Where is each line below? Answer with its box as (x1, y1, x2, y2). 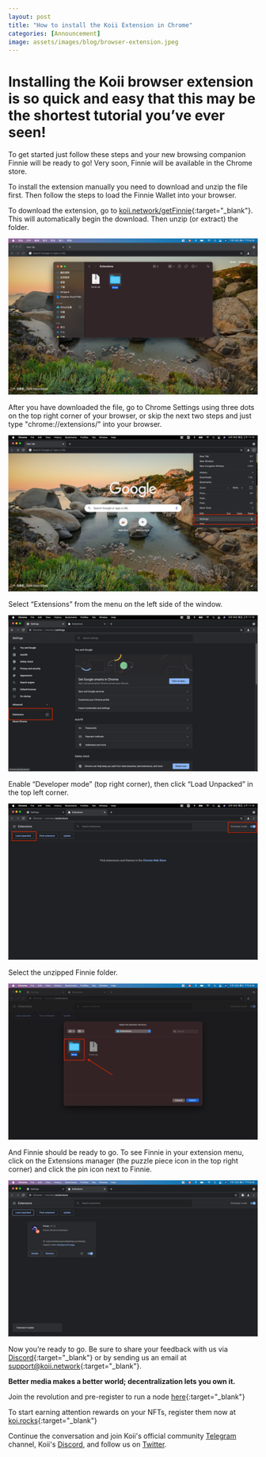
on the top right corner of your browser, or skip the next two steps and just (8, 411, 252, 420)
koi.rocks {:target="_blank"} (8, 1416, 97, 1425)
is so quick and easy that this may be (8, 90, 256, 108)
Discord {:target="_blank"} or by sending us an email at (8, 1353, 188, 1363)
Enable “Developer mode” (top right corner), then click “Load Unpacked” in (8, 780, 253, 789)
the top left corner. (8, 788, 69, 797)
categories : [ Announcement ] (8, 29, 101, 37)
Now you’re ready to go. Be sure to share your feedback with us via (8, 1344, 228, 1354)
